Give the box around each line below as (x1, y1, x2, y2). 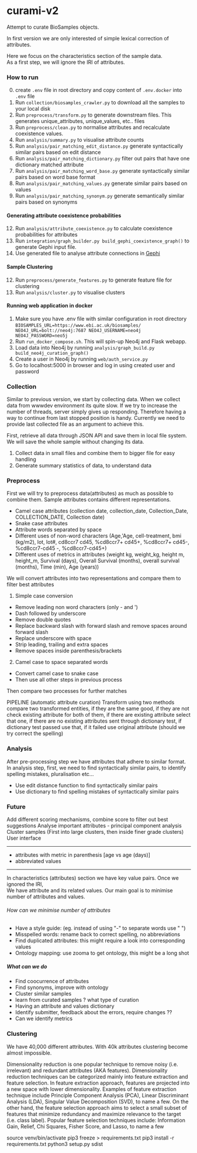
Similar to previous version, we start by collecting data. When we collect (6, 396, 181, 403)
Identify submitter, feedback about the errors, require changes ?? (15, 1009, 172, 1016)
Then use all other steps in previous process (15, 676, 122, 683)
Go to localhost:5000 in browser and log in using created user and (15, 361, 175, 368)
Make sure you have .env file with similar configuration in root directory (15, 315, 187, 322)
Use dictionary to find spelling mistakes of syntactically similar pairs (15, 788, 179, 795)
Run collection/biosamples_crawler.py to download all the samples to (15, 99, 185, 106)
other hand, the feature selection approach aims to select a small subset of (6, 1104, 187, 1111)
